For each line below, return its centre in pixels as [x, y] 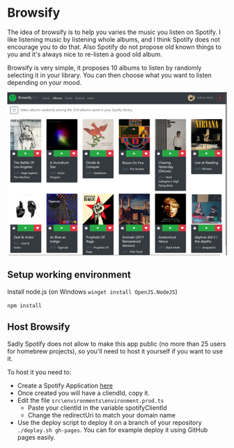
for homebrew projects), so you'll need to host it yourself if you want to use [115, 351]
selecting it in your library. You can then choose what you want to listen [110, 75]
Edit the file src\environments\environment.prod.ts [91, 400]
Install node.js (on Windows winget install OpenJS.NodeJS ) [92, 291]
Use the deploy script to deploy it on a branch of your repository [109, 422]
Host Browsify [39, 327]
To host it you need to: [39, 372]
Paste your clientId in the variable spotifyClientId [97, 408]
